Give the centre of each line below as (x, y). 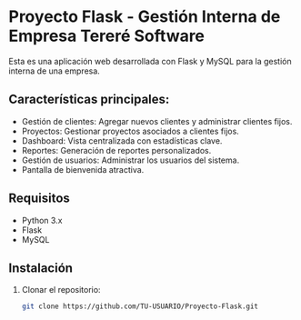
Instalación (41, 268)
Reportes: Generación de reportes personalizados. (116, 150)
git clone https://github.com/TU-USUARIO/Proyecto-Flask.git (140, 306)
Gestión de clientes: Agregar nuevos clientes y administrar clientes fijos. (157, 121)
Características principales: (89, 100)
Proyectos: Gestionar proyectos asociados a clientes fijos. (130, 131)
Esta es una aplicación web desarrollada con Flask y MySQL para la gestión (150, 61)
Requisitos (39, 199)
